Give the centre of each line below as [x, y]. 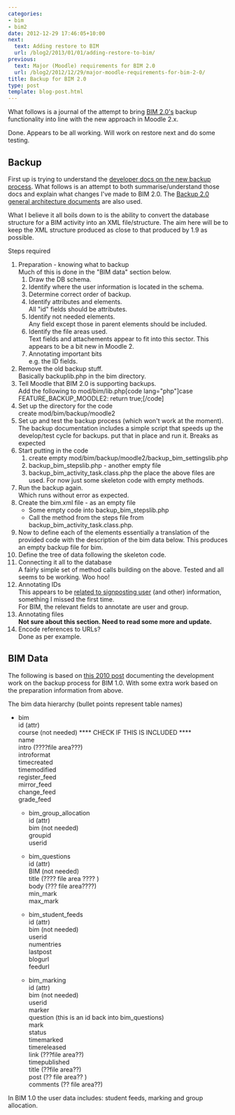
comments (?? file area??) [66, 1084]
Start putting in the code [53, 450]
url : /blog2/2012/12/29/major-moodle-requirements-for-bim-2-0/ [110, 72]
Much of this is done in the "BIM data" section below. [94, 272]
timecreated [35, 762]
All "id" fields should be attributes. [78, 309]
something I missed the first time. [66, 599]
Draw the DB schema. [60, 279]
